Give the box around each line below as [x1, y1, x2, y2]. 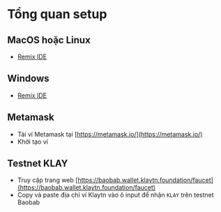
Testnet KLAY [7, 158, 68, 169]
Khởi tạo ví [17, 137, 49, 146]
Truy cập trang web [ [17, 176, 78, 184]
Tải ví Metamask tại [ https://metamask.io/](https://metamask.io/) [17, 130, 203, 138]
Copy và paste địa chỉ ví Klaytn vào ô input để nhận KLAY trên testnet [17, 191, 214, 199]
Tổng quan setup [7, 6, 107, 22]
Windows [7, 73, 49, 84]
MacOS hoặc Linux [7, 34, 91, 46]
